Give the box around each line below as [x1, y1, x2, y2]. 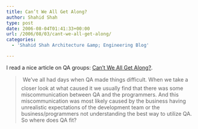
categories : [6, 37, 36, 43]
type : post [6, 20, 34, 26]
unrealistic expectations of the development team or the [20, 103, 161, 111]
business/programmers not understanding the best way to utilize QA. [20, 110, 193, 117]
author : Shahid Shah [6, 14, 58, 20]
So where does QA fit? [20, 116, 77, 124]
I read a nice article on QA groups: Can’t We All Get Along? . [6, 64, 153, 71]
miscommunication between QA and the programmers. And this [20, 91, 179, 98]
